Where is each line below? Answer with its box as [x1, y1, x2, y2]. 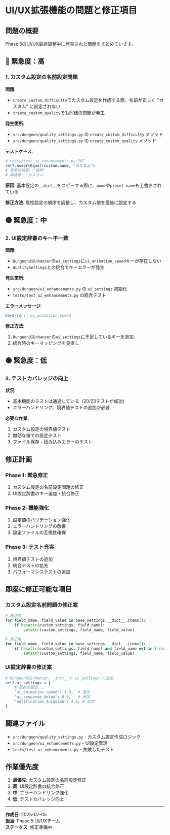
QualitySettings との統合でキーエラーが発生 [12, 264, 105, 270]
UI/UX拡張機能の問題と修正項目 [5, 5, 138, 16]
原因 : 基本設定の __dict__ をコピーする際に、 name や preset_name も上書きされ [5, 182, 162, 188]
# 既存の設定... [14, 685, 45, 690]
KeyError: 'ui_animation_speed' [5, 313, 73, 318]
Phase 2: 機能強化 [5, 505, 50, 512]
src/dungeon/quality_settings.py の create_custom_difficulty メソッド [12, 131, 163, 137]
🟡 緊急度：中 [5, 216, 47, 224]
